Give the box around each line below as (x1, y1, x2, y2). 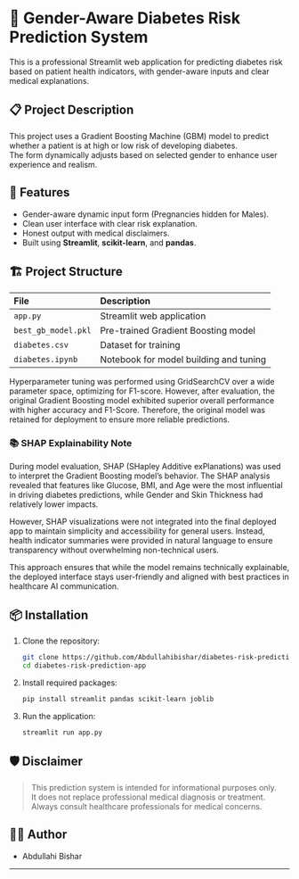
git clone (21, 653, 60, 662)
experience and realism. (9, 159, 98, 170)
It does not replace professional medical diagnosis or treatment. (30, 792, 266, 802)
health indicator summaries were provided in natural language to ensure (9, 535, 273, 545)
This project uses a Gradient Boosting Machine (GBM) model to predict (9, 130, 270, 141)
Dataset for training (100, 339, 181, 352)
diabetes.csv (13, 340, 69, 351)
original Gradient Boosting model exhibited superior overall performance (9, 395, 275, 406)
